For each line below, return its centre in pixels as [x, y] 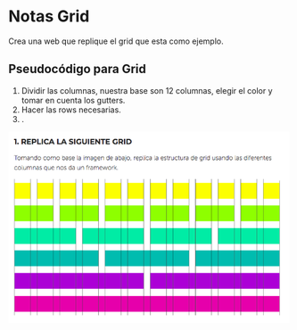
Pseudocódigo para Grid [77, 69]
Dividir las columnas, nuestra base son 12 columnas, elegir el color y [147, 90]
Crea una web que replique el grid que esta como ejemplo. [116, 41]
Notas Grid [49, 16]
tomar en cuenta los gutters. [73, 100]
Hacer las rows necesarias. [71, 110]
